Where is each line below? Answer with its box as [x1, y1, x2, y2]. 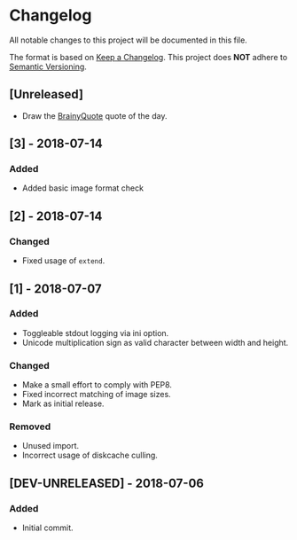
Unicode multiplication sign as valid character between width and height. [21, 337, 289, 348]
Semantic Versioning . [9, 61, 87, 72]
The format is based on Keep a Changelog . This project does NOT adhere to [9, 51, 288, 62]
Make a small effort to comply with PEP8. [21, 380, 173, 390]
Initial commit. [21, 522, 74, 533]
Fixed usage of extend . [21, 255, 106, 266]
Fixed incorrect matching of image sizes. [21, 389, 171, 400]
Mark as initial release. [21, 398, 105, 409]
